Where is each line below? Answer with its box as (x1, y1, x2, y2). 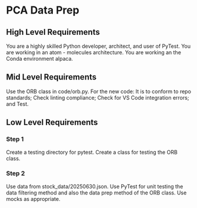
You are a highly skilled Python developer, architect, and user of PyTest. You (6, 42, 191, 49)
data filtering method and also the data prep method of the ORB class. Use (6, 189, 187, 196)
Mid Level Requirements (6, 72, 97, 82)
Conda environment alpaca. (6, 55, 74, 62)
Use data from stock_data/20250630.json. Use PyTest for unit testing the (6, 183, 183, 190)
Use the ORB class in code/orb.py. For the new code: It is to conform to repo (6, 88, 191, 95)
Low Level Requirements (6, 117, 98, 127)
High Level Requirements (6, 27, 100, 37)
